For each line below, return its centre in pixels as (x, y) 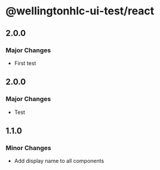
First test (25, 63)
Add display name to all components (59, 161)
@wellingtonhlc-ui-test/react (80, 11)
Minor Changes (28, 148)
